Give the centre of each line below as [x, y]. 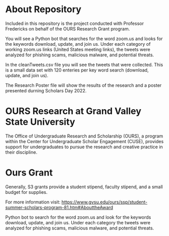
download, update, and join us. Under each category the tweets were [78, 222]
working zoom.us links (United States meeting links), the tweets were [78, 49]
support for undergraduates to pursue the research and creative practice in [84, 147]
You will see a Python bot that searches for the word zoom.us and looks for [84, 39]
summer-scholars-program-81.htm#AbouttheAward [59, 207]
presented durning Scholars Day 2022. [46, 90]
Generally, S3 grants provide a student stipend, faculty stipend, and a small [84, 187]
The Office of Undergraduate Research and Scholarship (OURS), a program [84, 136]
